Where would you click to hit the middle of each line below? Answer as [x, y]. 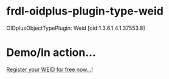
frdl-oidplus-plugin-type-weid [85, 11]
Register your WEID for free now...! [50, 69]
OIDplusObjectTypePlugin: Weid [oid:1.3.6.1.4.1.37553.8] [76, 28]
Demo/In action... [51, 53]
